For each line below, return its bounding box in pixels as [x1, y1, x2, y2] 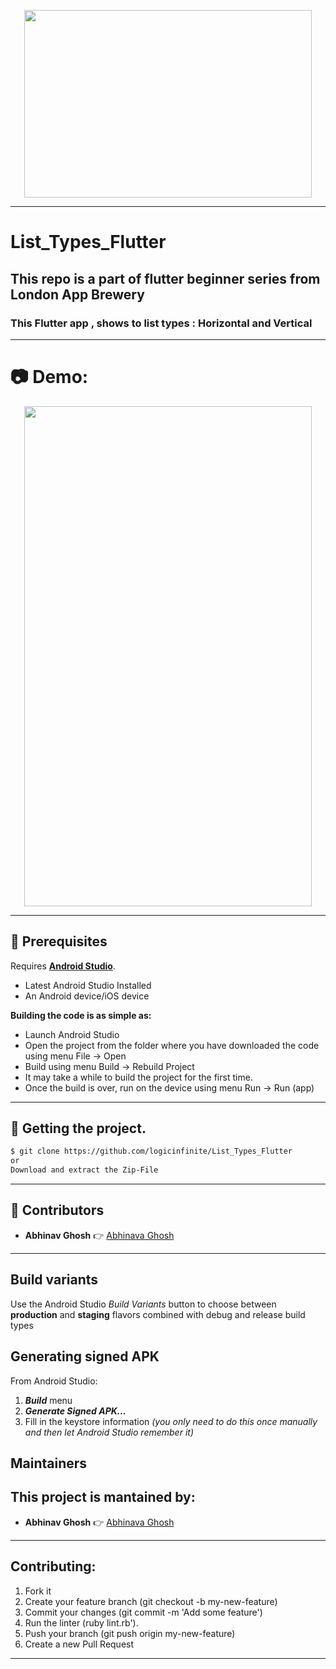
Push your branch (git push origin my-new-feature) [24, 1627, 236, 1639]
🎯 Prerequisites [10, 933, 108, 950]
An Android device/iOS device [24, 990, 150, 1002]
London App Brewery [10, 286, 145, 303]
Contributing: [10, 1558, 97, 1575]
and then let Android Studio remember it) [24, 1426, 194, 1438]
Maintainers [10, 1455, 88, 1472]
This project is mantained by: [10, 1489, 196, 1506]
